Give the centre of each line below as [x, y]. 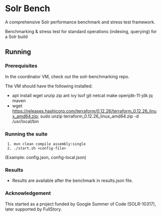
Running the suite [26, 134]
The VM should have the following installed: [49, 86]
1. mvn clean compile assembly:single [46, 144]
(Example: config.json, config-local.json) [46, 157]
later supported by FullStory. [34, 209]
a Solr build [16, 37]
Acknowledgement [28, 193]
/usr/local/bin [25, 121]
